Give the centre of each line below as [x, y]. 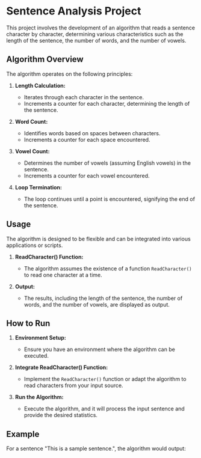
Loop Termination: [38, 187]
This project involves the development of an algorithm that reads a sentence [101, 28]
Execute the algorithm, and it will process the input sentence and [104, 409]
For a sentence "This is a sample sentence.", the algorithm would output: [96, 448]
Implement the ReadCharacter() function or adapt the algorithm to [105, 379]
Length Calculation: [40, 85]
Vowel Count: [32, 151]
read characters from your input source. [73, 385]
